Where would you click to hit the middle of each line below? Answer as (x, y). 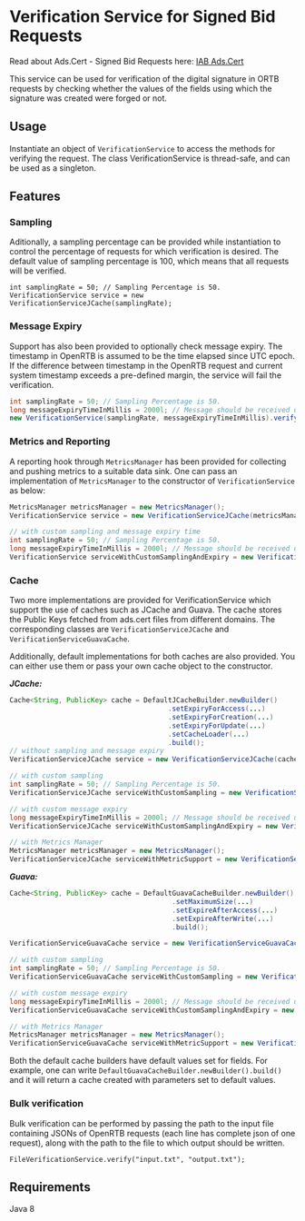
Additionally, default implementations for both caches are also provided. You (152, 657)
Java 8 (22, 1209)
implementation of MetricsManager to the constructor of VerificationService (152, 481)
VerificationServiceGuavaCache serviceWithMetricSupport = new (132, 1043)
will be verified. (38, 271)
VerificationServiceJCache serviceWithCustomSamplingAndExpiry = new (144, 826)
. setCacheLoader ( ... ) (208, 734)
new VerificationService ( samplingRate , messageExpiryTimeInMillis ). (142, 418)
